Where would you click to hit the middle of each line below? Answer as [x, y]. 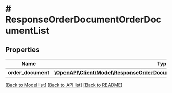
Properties [23, 49]
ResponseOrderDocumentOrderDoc [83, 20]
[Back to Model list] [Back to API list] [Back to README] [64, 85]
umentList [27, 31]
